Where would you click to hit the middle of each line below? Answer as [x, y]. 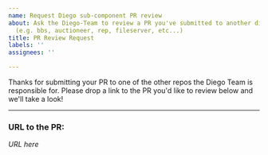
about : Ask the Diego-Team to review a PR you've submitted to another [130, 23]
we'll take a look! [36, 99]
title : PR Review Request [51, 38]
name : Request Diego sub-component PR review [85, 15]
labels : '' [26, 45]
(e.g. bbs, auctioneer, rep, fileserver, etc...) [99, 30]
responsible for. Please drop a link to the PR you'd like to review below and [131, 91]
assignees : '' [32, 52]
